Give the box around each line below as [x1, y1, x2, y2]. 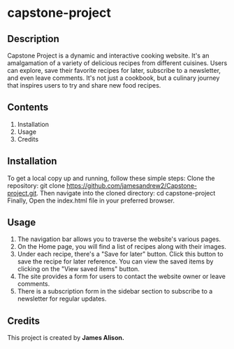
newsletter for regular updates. [17, 294, 107, 303]
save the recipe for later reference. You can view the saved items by [17, 257, 214, 266]
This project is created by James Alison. [7, 334, 124, 342]
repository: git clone [7, 181, 65, 190]
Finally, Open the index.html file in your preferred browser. [7, 196, 175, 205]
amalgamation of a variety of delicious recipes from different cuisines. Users [7, 59, 228, 67]
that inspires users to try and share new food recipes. [7, 81, 161, 89]
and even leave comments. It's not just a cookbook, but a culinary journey [7, 74, 220, 82]
